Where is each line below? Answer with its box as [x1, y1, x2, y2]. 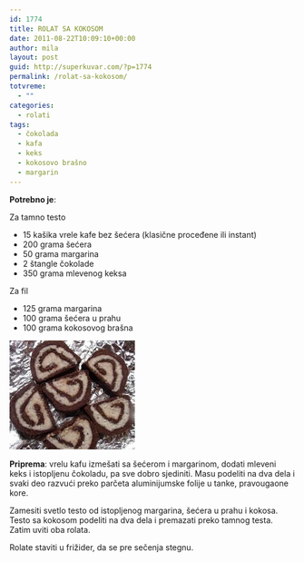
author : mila [9, 44, 59, 53]
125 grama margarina [22, 302, 103, 313]
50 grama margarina [22, 248, 100, 259]
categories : [9, 101, 54, 110]
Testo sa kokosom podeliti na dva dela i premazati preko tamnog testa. [9, 514, 274, 526]
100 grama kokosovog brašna [22, 322, 133, 333]
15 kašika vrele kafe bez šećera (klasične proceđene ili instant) [22, 229, 257, 240]
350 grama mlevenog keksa [22, 268, 127, 279]
